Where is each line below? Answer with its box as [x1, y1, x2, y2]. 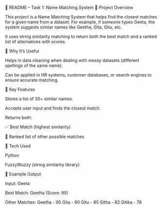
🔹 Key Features [5, 87, 35, 92]
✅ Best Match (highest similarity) [5, 124, 71, 130]
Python [5, 152, 19, 158]
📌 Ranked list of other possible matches [5, 134, 84, 139]
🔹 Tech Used [5, 143, 31, 149]
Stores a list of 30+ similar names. [5, 96, 73, 102]
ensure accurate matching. [5, 77, 59, 83]
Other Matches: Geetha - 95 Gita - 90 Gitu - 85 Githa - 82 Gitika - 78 [5, 199, 142, 205]
